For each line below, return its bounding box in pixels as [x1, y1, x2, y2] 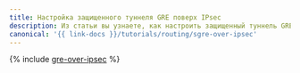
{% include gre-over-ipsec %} [9, 54, 121, 65]
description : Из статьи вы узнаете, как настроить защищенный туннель [9, 21, 278, 30]
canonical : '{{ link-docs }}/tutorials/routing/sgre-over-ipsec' [9, 29, 257, 38]
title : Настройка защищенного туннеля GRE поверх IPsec [9, 12, 221, 22]
